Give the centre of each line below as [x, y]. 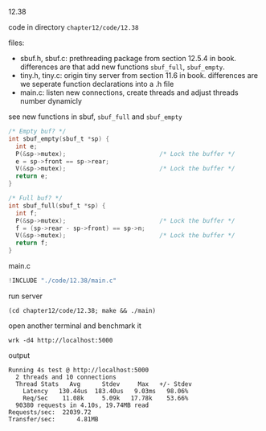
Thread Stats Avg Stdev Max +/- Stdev [104, 384]
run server [25, 296]
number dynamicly [51, 101]
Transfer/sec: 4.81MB [53, 419]
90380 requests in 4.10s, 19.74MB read [82, 405]
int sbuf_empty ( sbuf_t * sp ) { [59, 139]
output [19, 355]
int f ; [27, 213]
